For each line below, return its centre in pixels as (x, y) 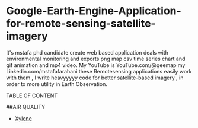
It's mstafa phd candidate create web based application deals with (87, 52)
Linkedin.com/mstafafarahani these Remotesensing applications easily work (99, 71)
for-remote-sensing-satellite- (81, 23)
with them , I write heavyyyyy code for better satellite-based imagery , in (95, 78)
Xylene (23, 118)
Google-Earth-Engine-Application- (94, 11)
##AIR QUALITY (26, 107)
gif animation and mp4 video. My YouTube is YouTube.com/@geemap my (96, 65)
